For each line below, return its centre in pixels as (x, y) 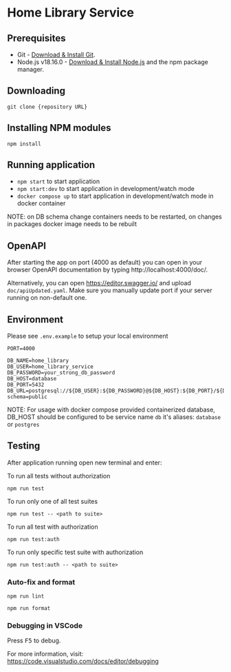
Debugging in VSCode (45, 626)
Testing (24, 446)
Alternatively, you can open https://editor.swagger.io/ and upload (99, 283)
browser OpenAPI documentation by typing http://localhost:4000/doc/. (108, 269)
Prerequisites (36, 38)
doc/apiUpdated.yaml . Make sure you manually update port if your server (110, 290)
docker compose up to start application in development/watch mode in (115, 196)
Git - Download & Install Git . (56, 54)
